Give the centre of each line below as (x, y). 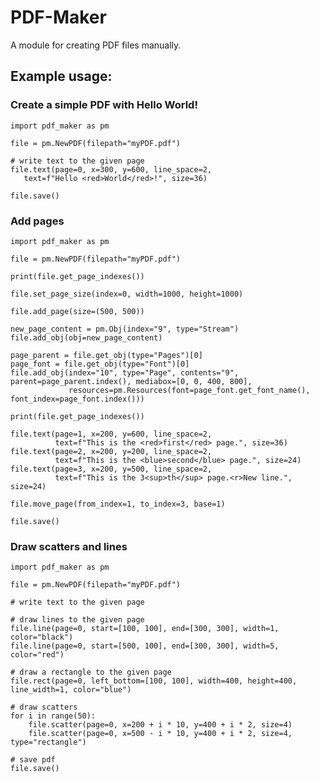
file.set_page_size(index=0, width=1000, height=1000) (127, 294)
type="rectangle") (48, 742)
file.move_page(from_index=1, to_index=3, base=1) (118, 504)
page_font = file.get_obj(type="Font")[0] (100, 364)
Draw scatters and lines (69, 546)
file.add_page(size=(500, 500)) (77, 311)
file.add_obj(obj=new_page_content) (86, 337)
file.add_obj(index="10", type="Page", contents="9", (125, 372)
